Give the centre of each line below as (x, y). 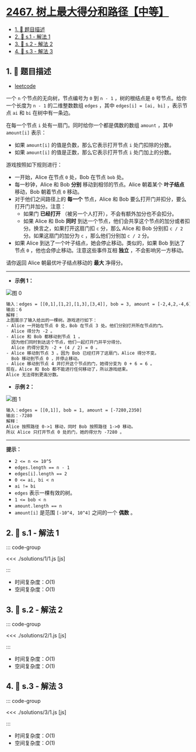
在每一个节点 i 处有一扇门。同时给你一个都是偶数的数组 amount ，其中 (90, 125)
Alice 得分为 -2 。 (33, 331)
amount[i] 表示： (26, 132)
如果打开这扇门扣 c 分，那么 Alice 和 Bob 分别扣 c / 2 (118, 228)
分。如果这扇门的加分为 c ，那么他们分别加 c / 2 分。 (88, 235)
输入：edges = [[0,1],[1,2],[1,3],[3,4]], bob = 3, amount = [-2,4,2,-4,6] (99, 304)
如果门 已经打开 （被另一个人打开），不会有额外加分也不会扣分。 (100, 214)
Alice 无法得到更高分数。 (34, 375)
